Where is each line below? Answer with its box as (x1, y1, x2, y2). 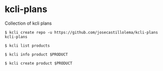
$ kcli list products (5, 43, 50, 48)
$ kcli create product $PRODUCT (5, 60, 72, 66)
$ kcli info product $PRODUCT (5, 52, 68, 57)
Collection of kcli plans (5, 20, 52, 26)
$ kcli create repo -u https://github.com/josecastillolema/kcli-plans (5, 30, 158, 35)
